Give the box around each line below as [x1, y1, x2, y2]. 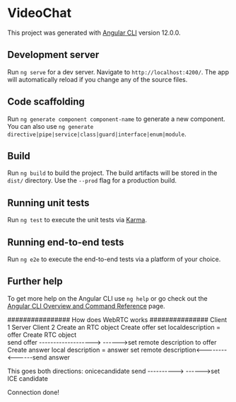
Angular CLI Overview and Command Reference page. [7, 301, 165, 310]
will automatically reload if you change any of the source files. [7, 75, 188, 84]
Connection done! [7, 388, 60, 396]
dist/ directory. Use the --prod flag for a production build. [7, 176, 177, 185]
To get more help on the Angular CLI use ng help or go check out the [7, 294, 208, 302]
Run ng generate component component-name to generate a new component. [7, 115, 226, 123]
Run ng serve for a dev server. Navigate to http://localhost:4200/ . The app [7, 67, 230, 76]
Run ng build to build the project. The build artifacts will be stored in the [7, 168, 218, 178]
